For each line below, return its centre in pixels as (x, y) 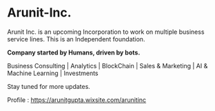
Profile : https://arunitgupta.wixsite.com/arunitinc (77, 100)
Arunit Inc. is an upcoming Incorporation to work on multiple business (106, 32)
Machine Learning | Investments (53, 73)
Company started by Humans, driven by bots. (74, 52)
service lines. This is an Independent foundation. (76, 39)
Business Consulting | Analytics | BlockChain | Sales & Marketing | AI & (107, 65)
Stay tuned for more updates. (49, 86)
